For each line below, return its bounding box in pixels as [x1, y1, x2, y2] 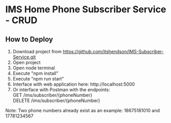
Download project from [12, 49, 62, 54]
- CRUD [5, 14, 37, 26]
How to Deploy [5, 35, 53, 44]
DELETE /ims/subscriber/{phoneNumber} [12, 97, 100, 104]
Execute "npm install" [12, 70, 59, 76]
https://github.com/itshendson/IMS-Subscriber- [62, 49, 164, 54]
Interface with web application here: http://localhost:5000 [12, 81, 135, 87]
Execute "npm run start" [12, 76, 64, 81]
